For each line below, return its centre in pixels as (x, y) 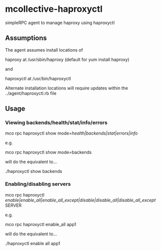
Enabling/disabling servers (38, 184)
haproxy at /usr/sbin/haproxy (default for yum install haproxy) (67, 59)
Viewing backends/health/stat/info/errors (56, 123)
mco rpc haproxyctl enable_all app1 (41, 224)
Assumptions (26, 38)
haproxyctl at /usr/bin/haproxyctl (38, 78)
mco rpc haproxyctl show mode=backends (48, 152)
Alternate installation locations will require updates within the (67, 88)
